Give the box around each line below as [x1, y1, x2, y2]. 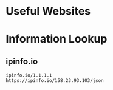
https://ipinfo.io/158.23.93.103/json [5, 78, 104, 84]
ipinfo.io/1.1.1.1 [5, 72, 52, 78]
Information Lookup [5, 32, 108, 46]
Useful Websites [5, 4, 91, 18]
